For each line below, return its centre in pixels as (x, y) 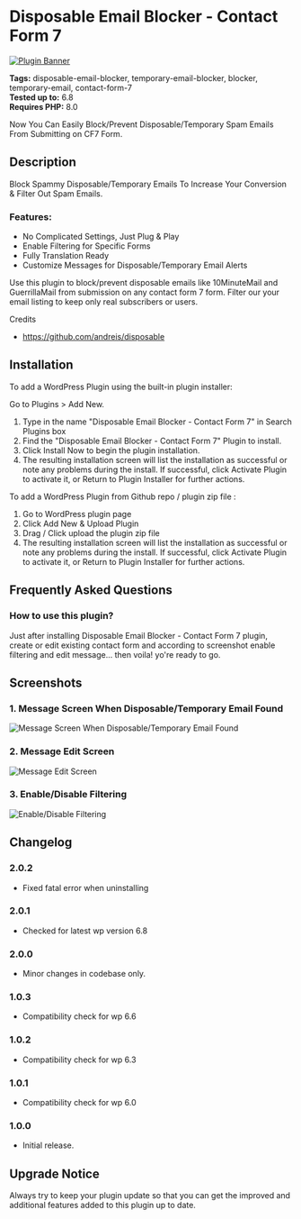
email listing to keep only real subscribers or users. (104, 302)
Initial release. (48, 1145)
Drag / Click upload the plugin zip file (91, 532)
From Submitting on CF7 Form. (66, 133)
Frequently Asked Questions (91, 591)
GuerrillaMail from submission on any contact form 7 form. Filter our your (145, 292)
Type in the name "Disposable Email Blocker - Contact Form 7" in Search (157, 422)
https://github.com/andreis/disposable (93, 337)
